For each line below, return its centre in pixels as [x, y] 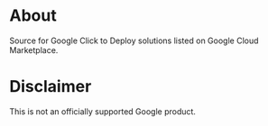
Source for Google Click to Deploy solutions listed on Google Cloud [134, 40]
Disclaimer [51, 87]
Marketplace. [34, 49]
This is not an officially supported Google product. [103, 111]
